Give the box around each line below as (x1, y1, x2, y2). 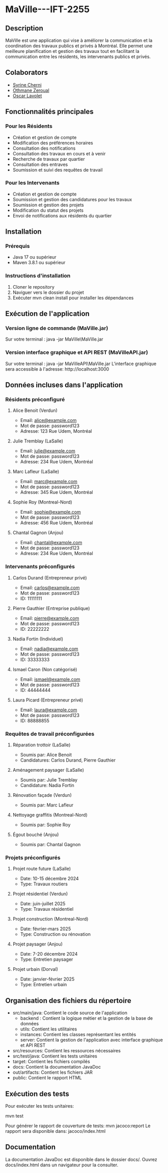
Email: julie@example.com (20, 448, 75, 454)
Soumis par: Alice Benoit (20, 752, 72, 758)
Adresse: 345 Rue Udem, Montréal (20, 489, 93, 495)
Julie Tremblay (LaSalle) (12, 438, 64, 444)
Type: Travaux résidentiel (20, 906, 74, 912)
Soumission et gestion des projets (12, 202, 84, 208)
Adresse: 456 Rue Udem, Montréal (20, 520, 93, 526)
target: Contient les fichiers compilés (12, 1058, 90, 1065)
